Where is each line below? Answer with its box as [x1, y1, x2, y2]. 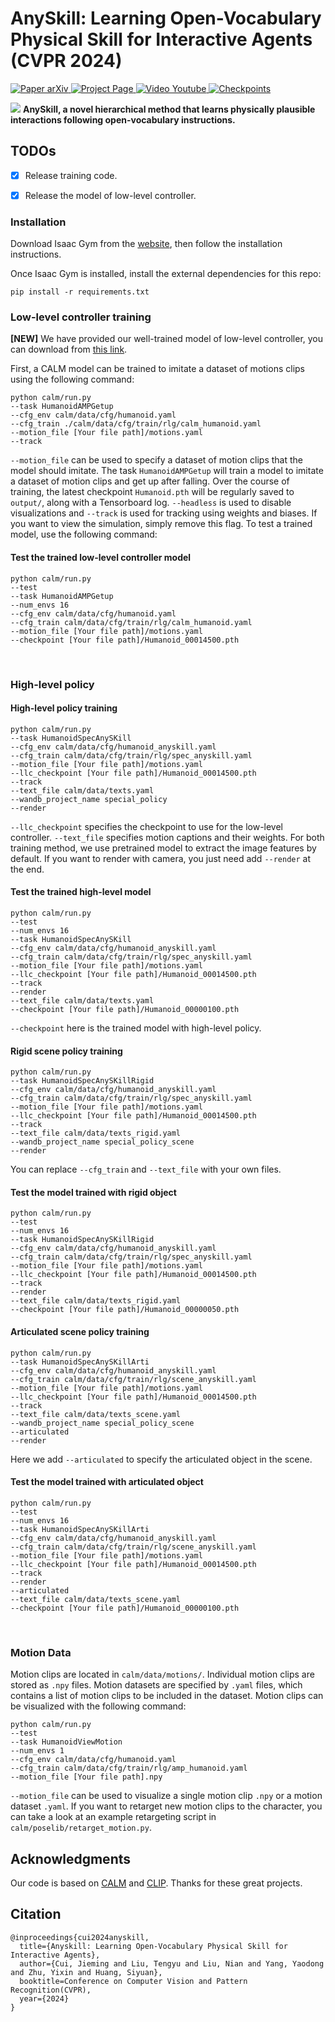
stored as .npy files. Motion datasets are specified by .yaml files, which [10, 1679, 303, 1691]
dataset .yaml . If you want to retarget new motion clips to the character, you [10, 1800, 323, 1812]
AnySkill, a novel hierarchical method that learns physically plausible [22, 103, 316, 115]
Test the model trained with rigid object [10, 1186, 177, 1198]
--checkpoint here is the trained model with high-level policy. [10, 1022, 262, 1034]
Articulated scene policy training [10, 1326, 150, 1337]
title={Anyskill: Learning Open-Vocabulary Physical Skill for [19, 1941, 288, 1951]
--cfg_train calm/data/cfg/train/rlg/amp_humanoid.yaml [10, 1763, 248, 1774]
